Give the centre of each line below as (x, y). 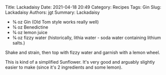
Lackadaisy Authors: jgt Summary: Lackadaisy (53, 12)
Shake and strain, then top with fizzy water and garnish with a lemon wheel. (83, 52)
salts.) (19, 43)
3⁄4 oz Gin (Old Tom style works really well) (56, 22)
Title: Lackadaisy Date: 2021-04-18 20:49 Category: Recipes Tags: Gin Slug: (83, 7)
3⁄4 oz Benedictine (30, 27)
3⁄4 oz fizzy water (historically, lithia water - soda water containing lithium (86, 37)
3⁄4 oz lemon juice (30, 32)
